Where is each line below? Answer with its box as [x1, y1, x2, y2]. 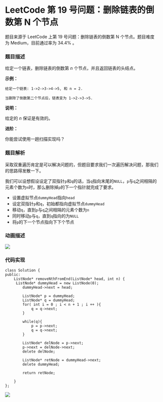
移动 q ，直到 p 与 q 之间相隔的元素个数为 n [12, 207, 90, 212]
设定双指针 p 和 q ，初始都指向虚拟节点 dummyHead [12, 201, 105, 207]
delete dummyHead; [22, 362, 60, 367]
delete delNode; [22, 349, 55, 354]
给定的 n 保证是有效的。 [5, 115, 53, 121]
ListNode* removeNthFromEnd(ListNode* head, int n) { [14, 276, 125, 281]
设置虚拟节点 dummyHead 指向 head [12, 194, 75, 200]
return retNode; [22, 371, 55, 376]
